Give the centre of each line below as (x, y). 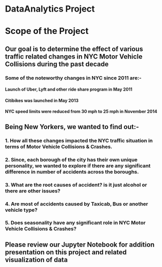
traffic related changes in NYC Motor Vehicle (74, 56)
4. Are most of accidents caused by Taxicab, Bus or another (77, 204)
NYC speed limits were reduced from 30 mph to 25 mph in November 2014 (81, 111)
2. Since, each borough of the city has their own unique (71, 159)
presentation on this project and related (66, 252)
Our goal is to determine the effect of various (74, 49)
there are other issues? (33, 191)
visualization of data (36, 259)
